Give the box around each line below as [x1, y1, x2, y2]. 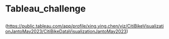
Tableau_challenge [5, 3, 86, 14]
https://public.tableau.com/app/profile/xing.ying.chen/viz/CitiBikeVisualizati [7, 23, 164, 29]
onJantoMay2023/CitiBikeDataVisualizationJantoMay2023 [5, 28, 127, 34]
